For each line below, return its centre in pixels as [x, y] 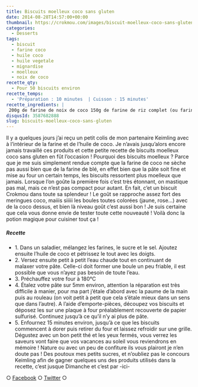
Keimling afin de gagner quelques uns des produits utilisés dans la [95, 360]
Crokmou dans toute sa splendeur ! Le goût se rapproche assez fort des [93, 194]
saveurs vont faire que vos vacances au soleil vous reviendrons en [95, 342]
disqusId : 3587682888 [33, 115]
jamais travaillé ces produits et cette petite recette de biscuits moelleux [92, 150]
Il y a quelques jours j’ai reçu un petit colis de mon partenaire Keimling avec [98, 138]
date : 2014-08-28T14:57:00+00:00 [47, 17]
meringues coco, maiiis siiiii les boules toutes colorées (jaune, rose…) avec [97, 200]
